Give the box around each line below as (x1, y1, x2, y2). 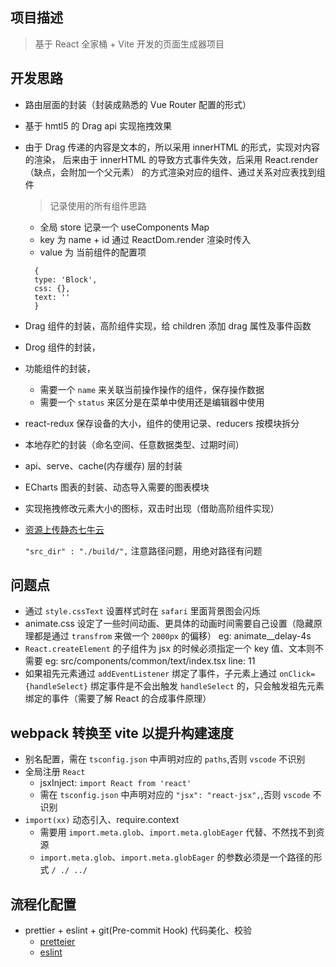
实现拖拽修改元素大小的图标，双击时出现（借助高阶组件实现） (24, 502, 280, 514)
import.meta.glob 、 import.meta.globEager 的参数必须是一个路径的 (39, 851, 314, 863)
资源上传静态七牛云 (24, 523, 105, 535)
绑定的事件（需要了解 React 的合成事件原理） (24, 693, 212, 705)
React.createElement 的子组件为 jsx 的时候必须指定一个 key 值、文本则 (24, 643, 316, 655)
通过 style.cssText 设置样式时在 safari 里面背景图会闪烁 (24, 605, 261, 617)
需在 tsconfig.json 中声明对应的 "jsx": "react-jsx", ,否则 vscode (39, 789, 311, 801)
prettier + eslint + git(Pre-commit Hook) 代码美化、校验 (24, 924, 253, 937)
